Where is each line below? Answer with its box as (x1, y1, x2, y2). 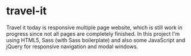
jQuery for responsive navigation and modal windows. (6, 43, 139, 50)
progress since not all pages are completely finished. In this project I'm (6, 30, 180, 37)
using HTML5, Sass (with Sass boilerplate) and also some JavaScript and (6, 36, 186, 43)
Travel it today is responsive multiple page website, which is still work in (6, 24, 183, 31)
